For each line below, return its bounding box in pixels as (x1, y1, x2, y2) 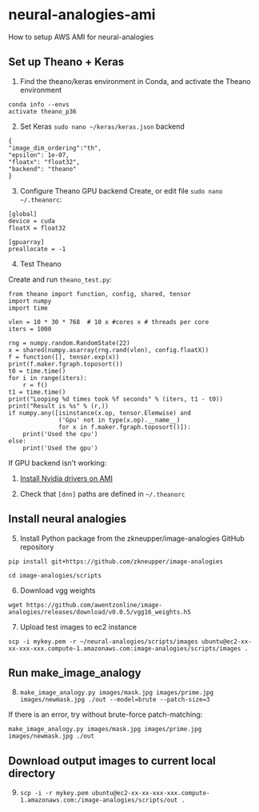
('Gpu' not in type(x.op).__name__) (58, 416, 181, 424)
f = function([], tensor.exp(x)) (8, 353, 120, 361)
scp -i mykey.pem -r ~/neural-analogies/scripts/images (8, 638, 198, 646)
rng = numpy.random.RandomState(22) (8, 338, 130, 347)
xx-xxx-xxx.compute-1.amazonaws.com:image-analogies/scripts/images (8, 644, 241, 653)
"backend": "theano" (8, 165, 78, 173)
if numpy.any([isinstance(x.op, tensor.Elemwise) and (8, 409, 192, 417)
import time (8, 304, 48, 312)
